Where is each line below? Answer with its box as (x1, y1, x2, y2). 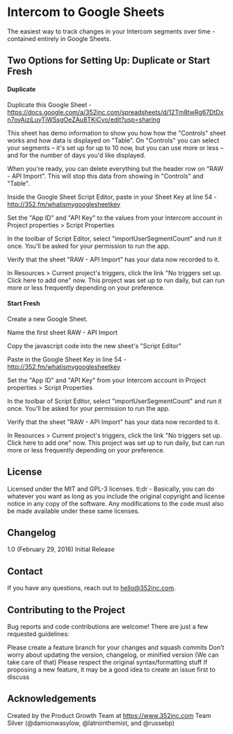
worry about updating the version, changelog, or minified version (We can (7, 651, 219, 659)
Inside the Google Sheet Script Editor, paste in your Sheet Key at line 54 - (7, 193, 217, 201)
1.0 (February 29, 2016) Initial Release (7, 545, 115, 553)
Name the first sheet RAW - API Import (7, 328, 118, 336)
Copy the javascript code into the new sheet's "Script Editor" (7, 341, 182, 350)
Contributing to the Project (7, 604, 125, 616)
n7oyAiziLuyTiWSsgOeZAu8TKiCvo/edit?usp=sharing (7, 115, 161, 124)
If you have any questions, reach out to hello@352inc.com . (7, 584, 176, 592)
